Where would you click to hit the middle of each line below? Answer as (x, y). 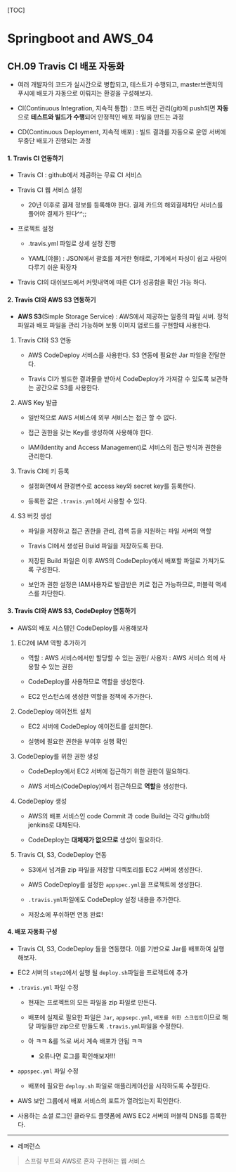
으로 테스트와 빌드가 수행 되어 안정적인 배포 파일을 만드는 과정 (100, 117)
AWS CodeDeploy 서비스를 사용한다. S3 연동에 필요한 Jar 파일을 (117, 355)
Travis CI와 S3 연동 (44, 340)
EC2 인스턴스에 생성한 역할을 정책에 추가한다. (90, 696)
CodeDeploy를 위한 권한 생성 (58, 756)
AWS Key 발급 (37, 403)
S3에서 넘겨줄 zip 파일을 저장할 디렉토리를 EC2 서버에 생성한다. (115, 869)
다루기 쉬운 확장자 (52, 267)
